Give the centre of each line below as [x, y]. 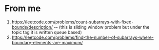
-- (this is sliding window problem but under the [102, 27]
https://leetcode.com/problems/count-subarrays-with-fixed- [72, 22]
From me [23, 8]
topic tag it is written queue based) [47, 32]
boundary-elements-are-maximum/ [47, 42]
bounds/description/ [32, 27]
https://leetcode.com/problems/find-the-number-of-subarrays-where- [83, 37]
